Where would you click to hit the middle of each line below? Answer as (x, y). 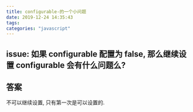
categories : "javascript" (38, 28)
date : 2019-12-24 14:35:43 (40, 17)
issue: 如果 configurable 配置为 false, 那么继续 (92, 54)
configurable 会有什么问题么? (71, 65)
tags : (13, 23)
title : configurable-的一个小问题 (46, 12)
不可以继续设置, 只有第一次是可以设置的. (56, 102)
